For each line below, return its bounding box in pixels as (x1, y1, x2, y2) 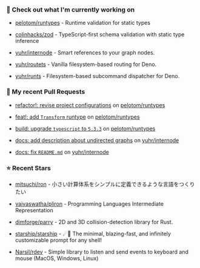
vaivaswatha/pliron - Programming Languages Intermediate (15, 200, 164, 208)
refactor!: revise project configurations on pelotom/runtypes (15, 101, 165, 108)
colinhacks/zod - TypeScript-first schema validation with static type (15, 31, 185, 38)
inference (15, 38, 39, 45)
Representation (15, 206, 53, 214)
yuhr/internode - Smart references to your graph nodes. (15, 49, 155, 56)
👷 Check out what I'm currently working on (6, 5, 135, 14)
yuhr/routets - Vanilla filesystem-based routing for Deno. (15, 60, 157, 68)
